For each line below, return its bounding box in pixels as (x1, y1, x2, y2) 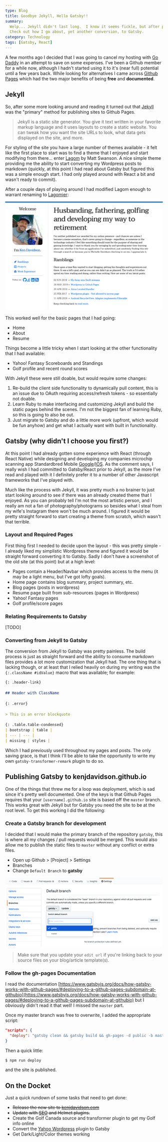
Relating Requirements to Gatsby (5, 613, 87, 620)
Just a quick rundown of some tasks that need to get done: (5, 1095, 127, 1101)
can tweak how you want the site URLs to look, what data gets (17, 129, 146, 135)
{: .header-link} (5, 680, 41, 685)
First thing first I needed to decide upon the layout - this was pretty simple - (5, 543, 161, 549)
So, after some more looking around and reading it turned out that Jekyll (5, 103, 154, 110)
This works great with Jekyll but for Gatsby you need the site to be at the (5, 802, 155, 808)
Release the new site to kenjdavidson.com (12, 1104, 99, 1110)
